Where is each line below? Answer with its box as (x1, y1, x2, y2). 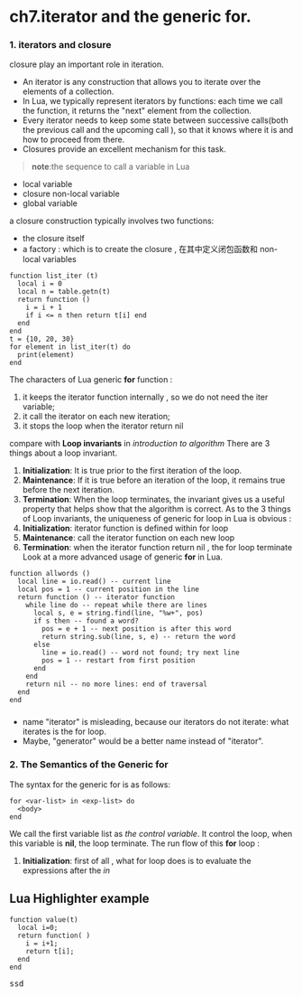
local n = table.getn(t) (17, 287, 111, 296)
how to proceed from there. (22, 134, 125, 146)
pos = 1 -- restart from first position (41, 656, 196, 665)
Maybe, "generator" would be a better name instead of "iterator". (22, 736, 264, 747)
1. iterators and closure (9, 39, 112, 52)
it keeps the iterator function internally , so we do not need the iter (22, 391, 269, 403)
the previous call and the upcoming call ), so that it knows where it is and (22, 125, 294, 136)
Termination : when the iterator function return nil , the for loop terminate (22, 542, 293, 553)
